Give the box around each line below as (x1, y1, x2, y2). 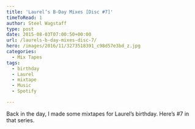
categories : (6, 49, 37, 55)
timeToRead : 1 (6, 15, 43, 21)
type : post (6, 26, 34, 32)
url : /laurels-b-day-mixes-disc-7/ (6, 37, 97, 43)
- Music (12, 83, 32, 89)
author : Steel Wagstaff (6, 20, 67, 26)
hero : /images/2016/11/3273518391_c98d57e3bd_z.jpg (6, 43, 141, 49)
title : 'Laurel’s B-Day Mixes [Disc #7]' (6, 9, 114, 15)
